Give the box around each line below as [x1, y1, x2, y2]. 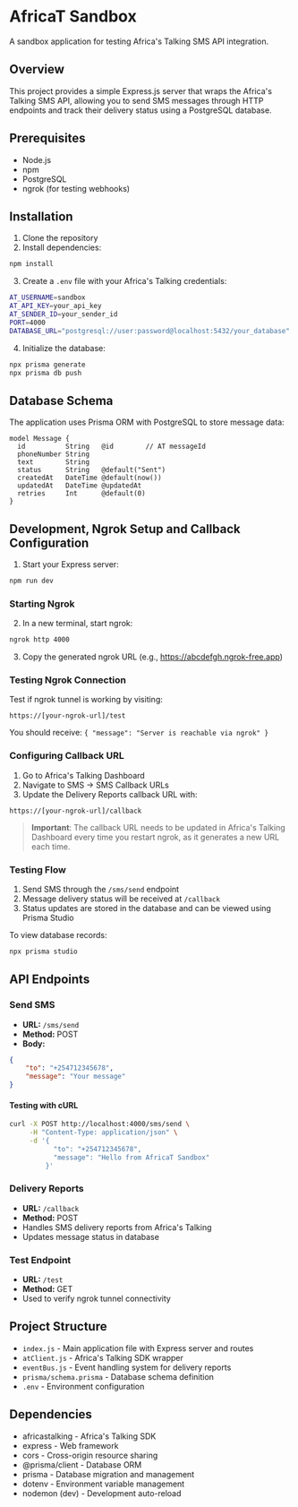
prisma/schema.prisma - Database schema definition [21, 1371, 215, 1382]
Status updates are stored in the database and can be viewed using [21, 902, 271, 913]
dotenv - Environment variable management [21, 1478, 185, 1489]
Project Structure [9, 1319, 107, 1334]
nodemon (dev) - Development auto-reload [21, 1487, 182, 1498]
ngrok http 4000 [9, 635, 70, 644]
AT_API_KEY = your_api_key [9, 302, 102, 311]
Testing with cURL [9, 1099, 79, 1110]
